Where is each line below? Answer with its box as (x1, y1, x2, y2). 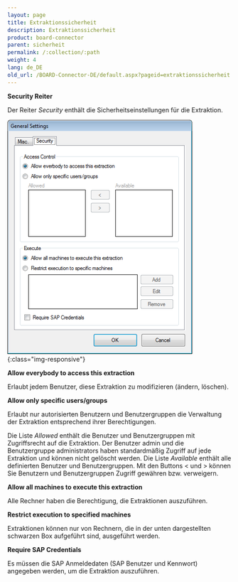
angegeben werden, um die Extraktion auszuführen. (7, 566, 160, 575)
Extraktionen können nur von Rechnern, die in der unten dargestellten (7, 524, 211, 532)
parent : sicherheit (7, 41, 65, 49)
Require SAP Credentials (7, 545, 82, 554)
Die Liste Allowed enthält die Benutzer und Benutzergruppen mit (7, 431, 195, 440)
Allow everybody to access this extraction (7, 368, 135, 377)
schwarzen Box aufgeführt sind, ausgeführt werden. (7, 532, 161, 540)
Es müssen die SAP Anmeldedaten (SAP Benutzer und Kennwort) (7, 559, 198, 568)
